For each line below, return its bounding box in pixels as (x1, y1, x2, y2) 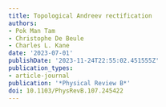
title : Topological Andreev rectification (8, 11, 152, 20)
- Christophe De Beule (8, 34, 84, 43)
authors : (8, 19, 38, 27)
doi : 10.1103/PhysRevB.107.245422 (8, 86, 124, 95)
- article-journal (8, 72, 70, 80)
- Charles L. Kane (8, 42, 70, 50)
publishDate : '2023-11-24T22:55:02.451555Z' (8, 57, 160, 65)
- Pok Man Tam (8, 27, 56, 35)
